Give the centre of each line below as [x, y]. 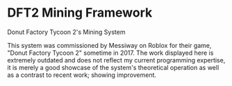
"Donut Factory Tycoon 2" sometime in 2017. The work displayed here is [110, 53]
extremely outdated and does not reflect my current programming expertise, [116, 60]
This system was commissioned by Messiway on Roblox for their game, [109, 45]
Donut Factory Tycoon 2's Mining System [66, 32]
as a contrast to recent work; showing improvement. [82, 75]
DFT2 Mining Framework [80, 13]
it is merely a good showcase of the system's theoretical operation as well [113, 67]
